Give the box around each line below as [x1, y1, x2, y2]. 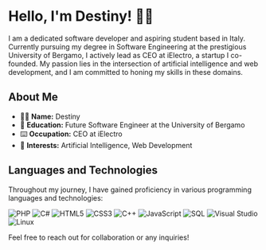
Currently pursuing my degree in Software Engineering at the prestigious [8, 41, 247, 51]
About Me [8, 91, 58, 104]
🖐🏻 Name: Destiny [19, 111, 81, 121]
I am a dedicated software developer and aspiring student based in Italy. [8, 33, 245, 43]
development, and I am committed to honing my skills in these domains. [8, 67, 243, 76]
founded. [8, 59, 38, 68]
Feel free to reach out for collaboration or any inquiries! [8, 232, 190, 242]
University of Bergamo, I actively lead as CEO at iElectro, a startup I [8, 50, 229, 60]
